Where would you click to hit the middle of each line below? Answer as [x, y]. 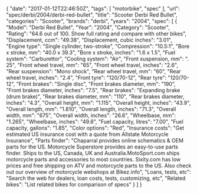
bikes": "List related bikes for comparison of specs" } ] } [74, 185]
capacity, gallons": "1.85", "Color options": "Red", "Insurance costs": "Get [95, 128]
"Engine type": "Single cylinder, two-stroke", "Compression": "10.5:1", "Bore [98, 46]
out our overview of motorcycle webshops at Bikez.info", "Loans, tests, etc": [98, 172]
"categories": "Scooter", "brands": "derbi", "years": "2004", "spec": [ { [92, 21]
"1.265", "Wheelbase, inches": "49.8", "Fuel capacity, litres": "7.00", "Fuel [95, 122]
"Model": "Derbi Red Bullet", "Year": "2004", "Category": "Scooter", [88, 27]
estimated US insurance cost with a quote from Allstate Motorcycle [87, 134]
